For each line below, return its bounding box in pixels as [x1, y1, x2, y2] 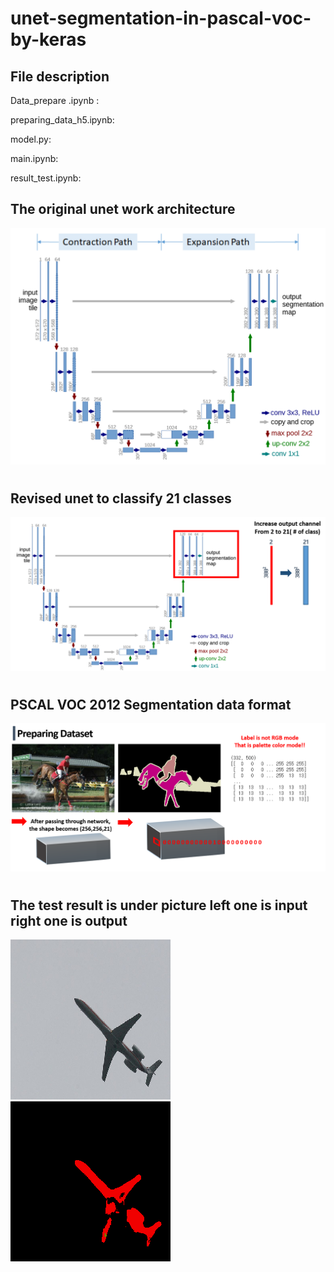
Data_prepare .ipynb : [10, 95, 100, 106]
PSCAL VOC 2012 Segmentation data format [10, 696, 292, 713]
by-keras [10, 28, 87, 51]
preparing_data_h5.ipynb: [10, 114, 115, 126]
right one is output [10, 912, 128, 929]
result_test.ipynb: [10, 172, 82, 184]
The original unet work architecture [10, 201, 236, 218]
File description [10, 68, 110, 85]
